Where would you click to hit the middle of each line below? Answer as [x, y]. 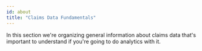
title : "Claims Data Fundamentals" [51, 18]
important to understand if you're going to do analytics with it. [83, 41]
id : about [19, 12]
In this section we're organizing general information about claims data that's [101, 35]
